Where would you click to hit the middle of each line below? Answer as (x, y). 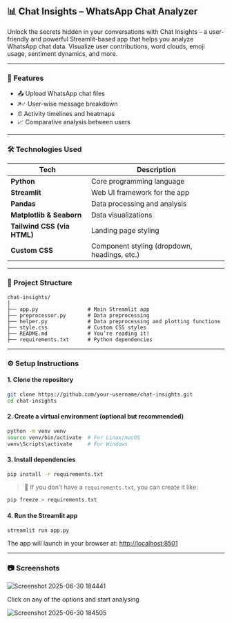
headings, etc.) (115, 255)
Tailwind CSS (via (40, 227)
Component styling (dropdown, (142, 246)
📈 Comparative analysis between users (74, 122)
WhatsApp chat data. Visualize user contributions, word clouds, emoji (106, 46)
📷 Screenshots (33, 568)
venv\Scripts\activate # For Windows (68, 444)
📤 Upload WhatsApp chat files (61, 94)
